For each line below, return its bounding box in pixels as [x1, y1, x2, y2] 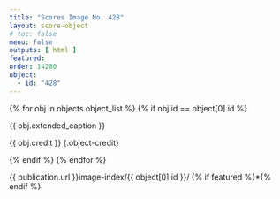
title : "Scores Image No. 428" [9, 12, 125, 22]
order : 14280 [9, 63, 57, 72]
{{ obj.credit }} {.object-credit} [9, 137, 119, 148]
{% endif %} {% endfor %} [9, 154, 107, 165]
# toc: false [9, 29, 57, 38]
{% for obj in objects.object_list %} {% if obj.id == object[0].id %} [9, 103, 248, 113]
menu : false [9, 37, 53, 47]
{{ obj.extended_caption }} [9, 120, 106, 131]
